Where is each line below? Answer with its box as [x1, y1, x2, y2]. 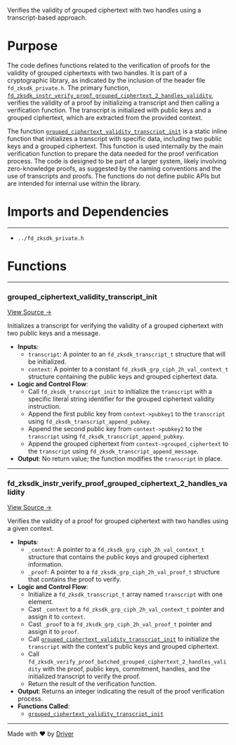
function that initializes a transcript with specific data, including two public [7, 134, 223, 143]
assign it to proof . [27, 628, 79, 636]
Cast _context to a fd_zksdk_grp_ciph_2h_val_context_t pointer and [27, 605, 225, 614]
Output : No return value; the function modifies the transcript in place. [17, 454, 223, 463]
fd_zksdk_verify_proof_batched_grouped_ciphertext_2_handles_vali [27, 659, 227, 666]
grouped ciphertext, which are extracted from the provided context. [7, 113, 203, 121]
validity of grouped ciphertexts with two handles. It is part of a [7, 68, 188, 77]
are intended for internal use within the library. [7, 179, 141, 187]
